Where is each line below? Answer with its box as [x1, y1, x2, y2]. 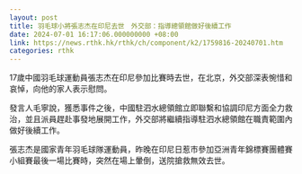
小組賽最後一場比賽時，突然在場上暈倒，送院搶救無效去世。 [9, 155, 230, 166]
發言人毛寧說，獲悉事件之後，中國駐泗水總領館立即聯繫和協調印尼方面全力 [9, 102, 285, 113]
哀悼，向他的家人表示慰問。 [9, 83, 112, 94]
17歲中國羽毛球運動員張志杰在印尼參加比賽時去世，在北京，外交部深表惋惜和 [9, 73, 293, 83]
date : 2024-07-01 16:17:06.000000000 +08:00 [9, 30, 179, 39]
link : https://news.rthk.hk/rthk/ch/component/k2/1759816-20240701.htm [9, 38, 283, 48]
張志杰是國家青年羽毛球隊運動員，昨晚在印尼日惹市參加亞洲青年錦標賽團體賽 [9, 144, 293, 155]
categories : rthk [9, 47, 75, 56]
